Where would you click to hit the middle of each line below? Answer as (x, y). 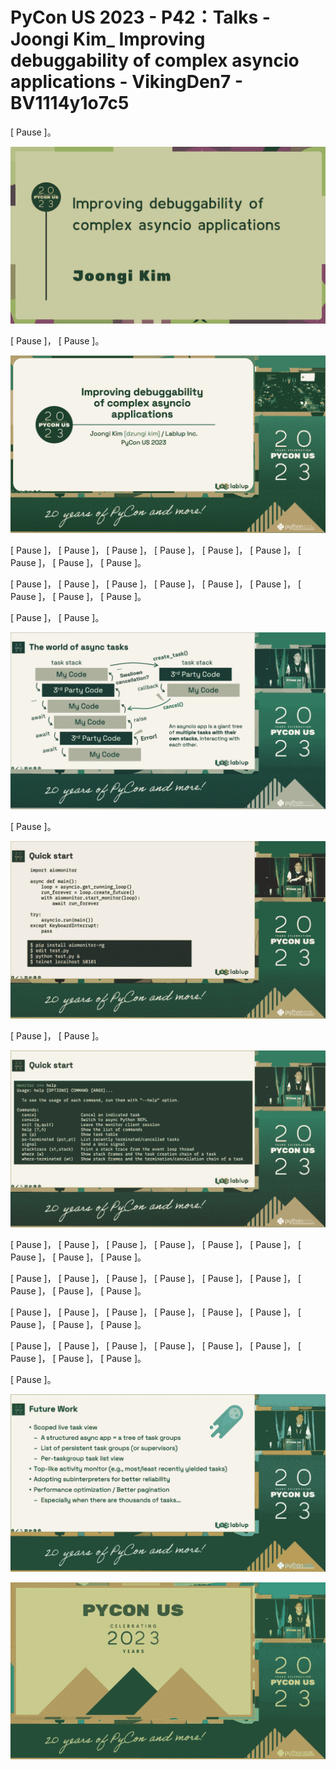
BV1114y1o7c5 (70, 103)
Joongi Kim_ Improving (108, 39)
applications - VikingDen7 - (127, 82)
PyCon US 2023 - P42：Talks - (140, 17)
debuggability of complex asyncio (155, 60)
